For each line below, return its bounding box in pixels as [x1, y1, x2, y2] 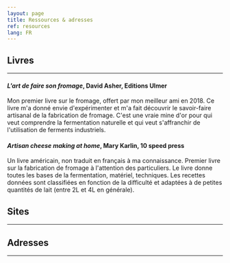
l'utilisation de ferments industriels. [7, 126, 106, 134]
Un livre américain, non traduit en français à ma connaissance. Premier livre [7, 157, 221, 165]
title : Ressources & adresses [7, 16, 94, 23]
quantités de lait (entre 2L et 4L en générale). [7, 186, 135, 194]
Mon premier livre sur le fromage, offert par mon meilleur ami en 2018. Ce [7, 97, 215, 105]
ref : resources [7, 23, 51, 29]
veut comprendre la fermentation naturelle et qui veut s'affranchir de [7, 118, 201, 127]
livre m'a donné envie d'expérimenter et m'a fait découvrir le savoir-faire [7, 104, 212, 112]
